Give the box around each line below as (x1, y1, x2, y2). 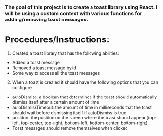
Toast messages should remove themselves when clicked (12, 125, 128, 131)
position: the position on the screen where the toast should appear (12, 115, 146, 120)
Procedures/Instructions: (5, 34, 109, 45)
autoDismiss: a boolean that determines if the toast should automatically (12, 94, 157, 100)
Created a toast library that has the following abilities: (12, 50, 119, 56)
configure (12, 84, 32, 90)
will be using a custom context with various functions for (5, 10, 142, 17)
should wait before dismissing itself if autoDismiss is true (12, 109, 127, 116)
